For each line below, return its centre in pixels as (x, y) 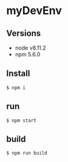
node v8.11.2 (31, 48)
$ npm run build (27, 153)
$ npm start (21, 120)
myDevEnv (34, 11)
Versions (24, 33)
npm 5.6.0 (28, 54)
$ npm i (16, 87)
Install (18, 74)
